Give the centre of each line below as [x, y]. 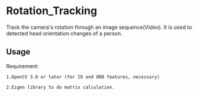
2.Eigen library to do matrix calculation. [61, 87]
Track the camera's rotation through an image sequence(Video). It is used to [99, 27]
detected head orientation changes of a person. [64, 33]
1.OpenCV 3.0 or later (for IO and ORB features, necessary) [83, 77]
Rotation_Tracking [52, 11]
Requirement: [22, 66]
